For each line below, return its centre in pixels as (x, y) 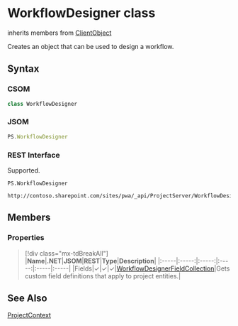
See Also (27, 299)
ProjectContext (29, 315)
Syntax (23, 69)
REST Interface (34, 155)
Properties (26, 238)
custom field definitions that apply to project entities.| (103, 276)
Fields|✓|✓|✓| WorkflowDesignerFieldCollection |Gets (152, 268)
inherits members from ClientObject (59, 33)
